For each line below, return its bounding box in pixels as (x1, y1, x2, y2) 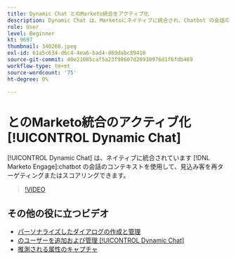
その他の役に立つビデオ (7, 207, 109, 219)
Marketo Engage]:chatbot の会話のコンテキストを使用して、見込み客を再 (7, 162, 218, 171)
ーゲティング (7, 171, 44, 180)
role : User (7, 23, 39, 30)
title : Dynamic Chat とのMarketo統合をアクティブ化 (7, 10, 150, 18)
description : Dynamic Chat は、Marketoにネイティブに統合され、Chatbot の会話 (7, 17, 225, 24)
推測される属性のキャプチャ (17, 245, 98, 254)
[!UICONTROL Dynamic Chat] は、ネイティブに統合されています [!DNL (7, 154, 211, 162)
